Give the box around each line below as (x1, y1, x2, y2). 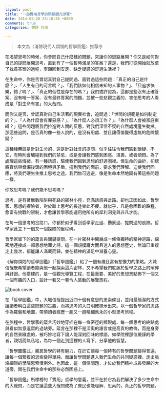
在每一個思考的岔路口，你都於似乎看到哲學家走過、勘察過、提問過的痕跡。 (5, 220, 155, 226)
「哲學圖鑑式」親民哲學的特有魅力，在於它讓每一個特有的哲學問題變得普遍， (5, 348, 159, 354)
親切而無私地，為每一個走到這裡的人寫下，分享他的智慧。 (13, 337, 129, 344)
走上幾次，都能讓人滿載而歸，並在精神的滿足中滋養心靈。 (5, 248, 121, 254)
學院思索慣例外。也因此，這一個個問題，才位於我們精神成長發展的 (21, 360, 155, 366)
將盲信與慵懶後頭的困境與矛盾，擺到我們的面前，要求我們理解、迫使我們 (5, 164, 150, 170)
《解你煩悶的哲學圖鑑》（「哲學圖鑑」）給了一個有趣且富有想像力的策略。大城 (5, 259, 157, 265)
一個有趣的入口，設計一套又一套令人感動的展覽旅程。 (5, 277, 112, 283)
